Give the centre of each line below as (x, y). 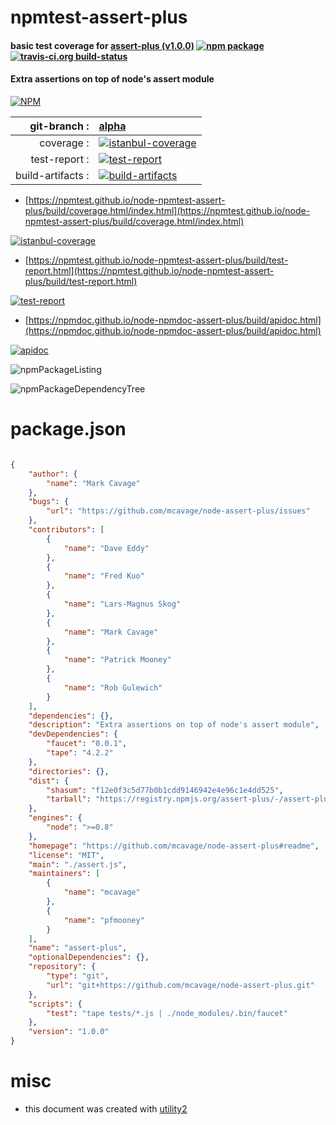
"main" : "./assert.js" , (78, 864)
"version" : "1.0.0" (69, 1032)
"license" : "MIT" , (66, 855)
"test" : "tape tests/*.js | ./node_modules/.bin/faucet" (167, 1013)
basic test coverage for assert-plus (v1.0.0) (102, 45)
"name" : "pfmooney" (104, 920)
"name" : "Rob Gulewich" (113, 687)
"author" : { (53, 474)
